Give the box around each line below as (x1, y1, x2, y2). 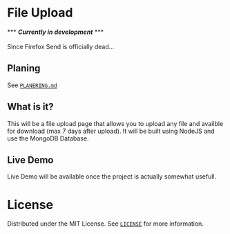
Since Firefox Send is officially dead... (7, 42, 115, 51)
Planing (7, 62, 41, 74)
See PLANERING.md (7, 81, 57, 89)
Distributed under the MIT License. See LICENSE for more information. (7, 219, 204, 228)
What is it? (7, 101, 54, 113)
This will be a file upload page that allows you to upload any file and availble (7, 119, 224, 127)
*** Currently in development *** (7, 28, 104, 36)
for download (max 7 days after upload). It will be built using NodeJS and (7, 127, 215, 135)
